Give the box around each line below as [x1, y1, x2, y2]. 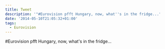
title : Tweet [5, 7, 32, 12]
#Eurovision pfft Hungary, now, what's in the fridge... [5, 38, 112, 44]
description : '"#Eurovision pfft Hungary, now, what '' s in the [5, 12, 137, 16]
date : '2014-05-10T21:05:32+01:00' [5, 16, 78, 21]
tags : [5, 20, 16, 26]
